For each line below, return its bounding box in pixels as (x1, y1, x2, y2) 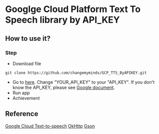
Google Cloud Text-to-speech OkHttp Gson (5, 123, 95, 129)
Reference (5, 109, 39, 118)
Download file (12, 60, 42, 66)
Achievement (12, 95, 40, 101)
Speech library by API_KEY (5, 14, 120, 26)
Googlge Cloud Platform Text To (5, 4, 141, 15)
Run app (12, 89, 30, 96)
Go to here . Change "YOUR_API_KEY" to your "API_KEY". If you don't (12, 79, 155, 85)
